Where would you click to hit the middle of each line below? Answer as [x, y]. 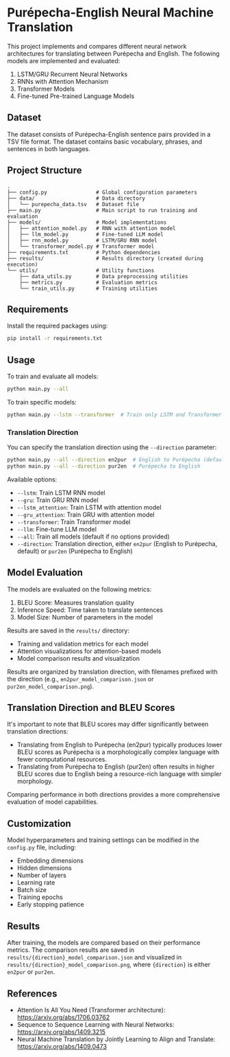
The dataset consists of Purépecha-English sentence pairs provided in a [109, 134]
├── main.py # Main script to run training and [102, 210]
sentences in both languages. [49, 148]
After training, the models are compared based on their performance [104, 943]
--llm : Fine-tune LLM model [57, 529]
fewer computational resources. [62, 760]
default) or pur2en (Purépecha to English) [75, 551]
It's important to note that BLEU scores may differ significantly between [108, 724]
